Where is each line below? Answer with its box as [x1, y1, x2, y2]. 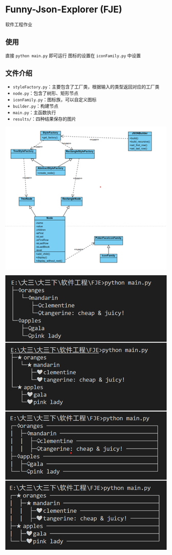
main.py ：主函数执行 [12, 109, 56, 115]
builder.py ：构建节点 [12, 103, 59, 109]
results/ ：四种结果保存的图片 [12, 116, 77, 122]
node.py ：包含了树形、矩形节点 [12, 90, 78, 96]
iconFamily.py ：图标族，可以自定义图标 [12, 96, 97, 102]
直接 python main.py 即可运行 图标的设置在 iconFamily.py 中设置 [5, 52, 141, 59]
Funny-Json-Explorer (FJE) [5, 4, 122, 15]
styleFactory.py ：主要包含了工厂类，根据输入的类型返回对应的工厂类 [12, 83, 160, 89]
